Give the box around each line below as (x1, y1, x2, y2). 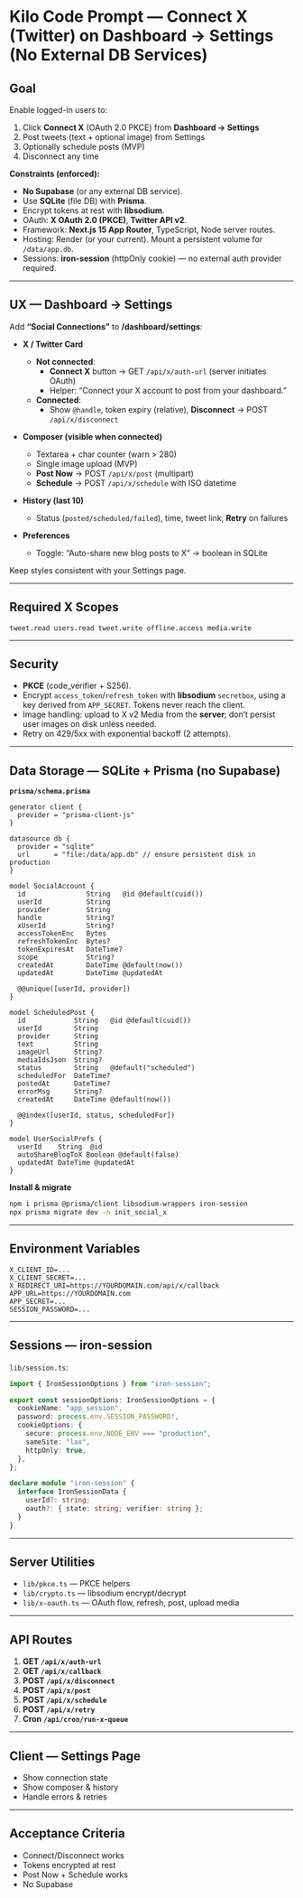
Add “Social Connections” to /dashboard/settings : (9, 321, 203, 331)
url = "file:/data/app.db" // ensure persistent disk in (17, 851, 256, 860)
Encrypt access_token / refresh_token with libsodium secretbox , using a (22, 690, 286, 701)
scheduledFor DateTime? (17, 1072, 111, 1081)
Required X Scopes (9, 600, 119, 615)
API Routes (9, 1632, 73, 1647)
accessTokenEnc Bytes (17, 929, 106, 938)
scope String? (17, 953, 115, 963)
